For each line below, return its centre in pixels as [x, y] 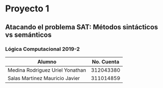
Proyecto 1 [27, 9]
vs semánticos [28, 35]
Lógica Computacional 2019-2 [43, 49]
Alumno [47, 62]
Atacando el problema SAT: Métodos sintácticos [82, 27]
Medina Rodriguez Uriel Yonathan [47, 70]
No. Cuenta [106, 62]
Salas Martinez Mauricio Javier [44, 78]
